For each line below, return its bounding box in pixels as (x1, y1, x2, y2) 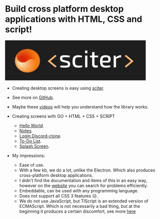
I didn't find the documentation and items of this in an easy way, (19, 177, 147, 183)
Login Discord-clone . (19, 133, 62, 139)
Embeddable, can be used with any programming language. (19, 188, 139, 193)
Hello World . (19, 123, 45, 128)
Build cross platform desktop (5, 3, 124, 15)
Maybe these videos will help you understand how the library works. (12, 104, 149, 109)
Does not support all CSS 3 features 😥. (19, 193, 98, 199)
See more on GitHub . (12, 94, 54, 100)
